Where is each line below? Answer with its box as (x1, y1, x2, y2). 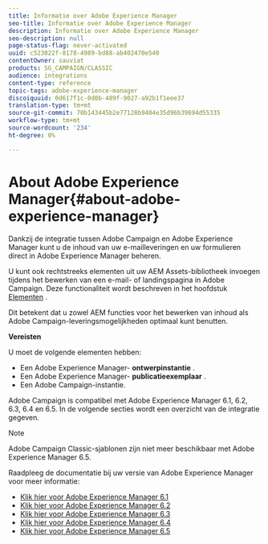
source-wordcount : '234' (8, 124, 91, 132)
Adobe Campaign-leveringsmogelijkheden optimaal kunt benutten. (8, 316, 229, 325)
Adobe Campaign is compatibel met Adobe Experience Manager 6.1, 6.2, (8, 395, 248, 405)
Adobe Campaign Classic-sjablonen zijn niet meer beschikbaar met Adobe (8, 444, 255, 453)
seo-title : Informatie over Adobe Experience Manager (8, 19, 193, 27)
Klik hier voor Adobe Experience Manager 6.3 (19, 509, 171, 518)
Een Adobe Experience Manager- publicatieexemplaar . (19, 371, 206, 381)
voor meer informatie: (8, 476, 80, 486)
